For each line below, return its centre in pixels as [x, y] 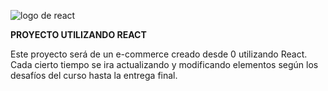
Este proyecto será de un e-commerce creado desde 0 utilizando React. [159, 54]
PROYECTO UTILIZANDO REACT [78, 34]
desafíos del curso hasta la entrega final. [94, 75]
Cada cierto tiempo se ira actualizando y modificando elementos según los [164, 64]
